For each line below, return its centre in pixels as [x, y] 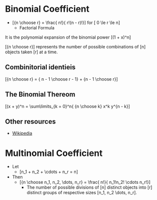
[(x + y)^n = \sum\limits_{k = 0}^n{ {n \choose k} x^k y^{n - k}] [68, 106]
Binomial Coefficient [47, 9]
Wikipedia [22, 133]
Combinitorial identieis [40, 67]
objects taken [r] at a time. [31, 52]
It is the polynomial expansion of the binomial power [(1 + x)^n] [68, 37]
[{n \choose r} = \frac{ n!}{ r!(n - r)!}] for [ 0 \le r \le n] [66, 22]
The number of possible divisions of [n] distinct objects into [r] [89, 187]
